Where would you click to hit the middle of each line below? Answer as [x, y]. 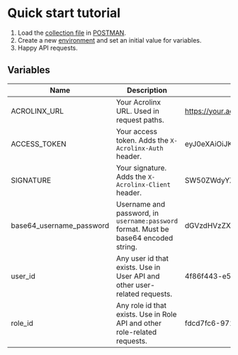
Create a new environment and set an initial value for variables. [109, 40]
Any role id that [141, 305]
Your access [137, 131]
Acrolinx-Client [143, 185]
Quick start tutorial [64, 13]
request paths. [140, 120]
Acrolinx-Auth [140, 148]
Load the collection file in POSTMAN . [72, 33]
